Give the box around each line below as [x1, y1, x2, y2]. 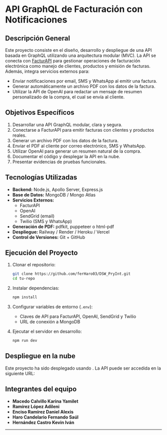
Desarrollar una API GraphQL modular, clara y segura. [12, 121, 123, 128]
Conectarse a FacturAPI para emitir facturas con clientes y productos [12, 127, 154, 133]
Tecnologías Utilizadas [5, 173, 78, 182]
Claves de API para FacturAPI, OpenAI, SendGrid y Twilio [19, 313, 137, 320]
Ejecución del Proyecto [5, 248, 78, 257]
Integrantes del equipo [5, 385, 77, 394]
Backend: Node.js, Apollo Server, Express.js [12, 186, 103, 193]
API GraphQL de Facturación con [5, 3, 143, 15]
